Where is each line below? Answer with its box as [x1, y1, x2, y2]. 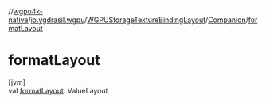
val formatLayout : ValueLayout [8, 86, 108, 95]
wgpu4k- [13, 7, 44, 16]
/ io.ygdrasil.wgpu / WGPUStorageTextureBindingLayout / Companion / [27, 15, 248, 25]
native [8, 15, 29, 25]
